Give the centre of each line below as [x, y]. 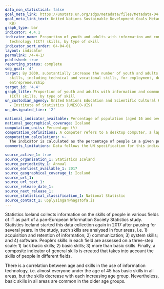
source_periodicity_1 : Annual [36, 164]
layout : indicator [24, 50]
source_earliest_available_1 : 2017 [41, 169]
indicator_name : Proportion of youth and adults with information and [78, 37]
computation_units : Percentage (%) [41, 128]
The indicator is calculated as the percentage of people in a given [82, 142]
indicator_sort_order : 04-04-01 [38, 46]
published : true [21, 60]
